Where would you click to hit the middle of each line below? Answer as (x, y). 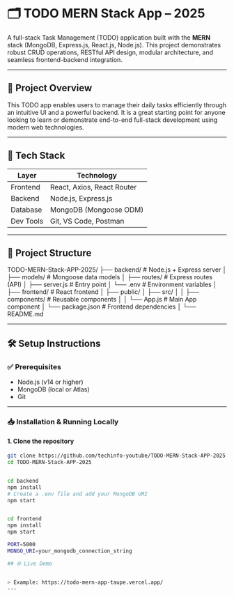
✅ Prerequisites (34, 366)
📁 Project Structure (49, 253)
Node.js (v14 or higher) (50, 382)
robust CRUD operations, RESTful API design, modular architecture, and (110, 52)
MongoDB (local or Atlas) (53, 389)
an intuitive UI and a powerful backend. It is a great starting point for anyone (116, 112)
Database (26, 210)
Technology (96, 175)
